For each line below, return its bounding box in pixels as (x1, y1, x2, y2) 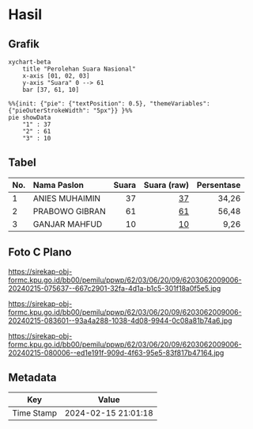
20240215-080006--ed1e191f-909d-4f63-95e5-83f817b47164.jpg (8, 347, 225, 358)
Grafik (8, 37, 40, 51)
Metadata (8, 371, 57, 385)
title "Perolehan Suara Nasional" (22, 65, 136, 73)
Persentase (196, 179, 241, 190)
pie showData (8, 113, 51, 121)
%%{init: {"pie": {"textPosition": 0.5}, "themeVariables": (8, 100, 211, 108)
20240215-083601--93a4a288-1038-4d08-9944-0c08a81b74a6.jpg (8, 316, 232, 325)
